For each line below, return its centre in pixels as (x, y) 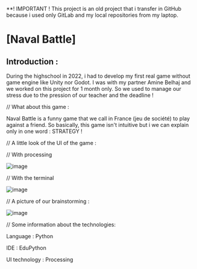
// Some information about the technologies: (61, 224)
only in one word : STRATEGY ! (44, 131)
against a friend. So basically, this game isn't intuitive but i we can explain (98, 125)
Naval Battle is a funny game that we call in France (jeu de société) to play (98, 119)
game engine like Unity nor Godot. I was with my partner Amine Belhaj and (98, 82)
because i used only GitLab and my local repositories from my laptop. (92, 15)
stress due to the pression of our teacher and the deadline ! (80, 95)
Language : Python (30, 236)
